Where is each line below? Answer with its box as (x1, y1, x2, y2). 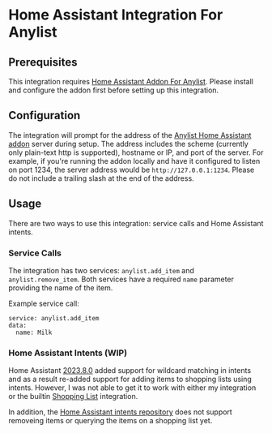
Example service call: (8, 298, 79, 308)
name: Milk (15, 328, 53, 337)
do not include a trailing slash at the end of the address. (8, 173, 194, 183)
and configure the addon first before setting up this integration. (8, 85, 219, 95)
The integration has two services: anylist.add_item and (8, 265, 194, 275)
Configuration (8, 109, 81, 122)
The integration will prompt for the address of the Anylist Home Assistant (8, 130, 252, 139)
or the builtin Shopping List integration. (8, 392, 138, 401)
